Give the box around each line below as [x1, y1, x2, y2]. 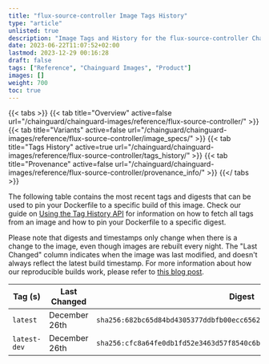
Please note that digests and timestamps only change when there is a [8, 233, 238, 243]
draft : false [8, 57, 52, 65]
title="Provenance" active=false [8, 160, 114, 169]
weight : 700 [8, 79, 48, 87]
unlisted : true [8, 26, 59, 34]
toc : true [8, 86, 42, 95]
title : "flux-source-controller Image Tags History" [8, 11, 188, 20]
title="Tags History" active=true [8, 142, 114, 152]
